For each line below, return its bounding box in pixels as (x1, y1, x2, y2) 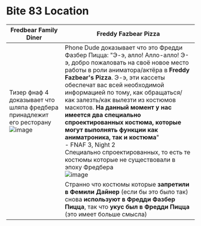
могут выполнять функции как (65, 126, 159, 134)
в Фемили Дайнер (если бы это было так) (65, 187, 188, 196)
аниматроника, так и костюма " (65, 133, 160, 141)
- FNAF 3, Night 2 (65, 141, 115, 149)
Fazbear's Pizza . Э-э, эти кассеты (65, 73, 166, 81)
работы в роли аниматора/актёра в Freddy (65, 66, 190, 74)
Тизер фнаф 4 (9, 88, 49, 96)
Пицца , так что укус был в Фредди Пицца (65, 202, 190, 210)
